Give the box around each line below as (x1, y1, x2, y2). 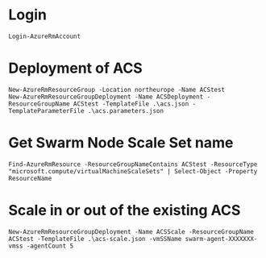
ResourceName (8, 174, 52, 182)
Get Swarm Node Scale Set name (8, 134, 234, 152)
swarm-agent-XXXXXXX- (185, 235, 258, 243)
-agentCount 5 (26, 242, 74, 250)
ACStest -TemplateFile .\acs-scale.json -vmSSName (8, 235, 182, 243)
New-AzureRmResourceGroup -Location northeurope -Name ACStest (8, 85, 226, 94)
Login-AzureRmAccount (8, 32, 81, 40)
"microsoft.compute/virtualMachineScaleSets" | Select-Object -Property (8, 167, 258, 175)
